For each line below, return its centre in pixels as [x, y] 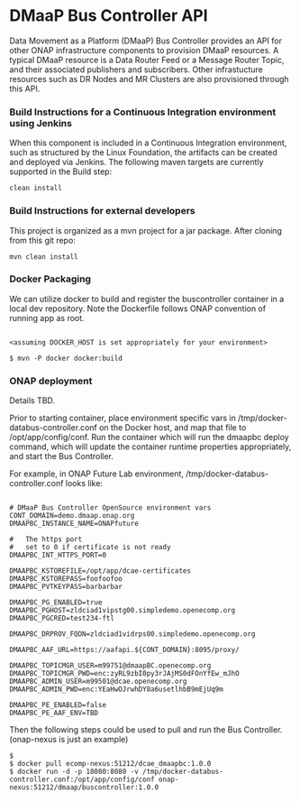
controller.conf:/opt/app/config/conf [82, 780]
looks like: [84, 483]
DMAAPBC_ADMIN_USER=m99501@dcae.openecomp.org [98, 682]
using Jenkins [41, 123]
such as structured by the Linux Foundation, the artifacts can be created [143, 152]
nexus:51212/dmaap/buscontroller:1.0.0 [84, 787]
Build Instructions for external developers [102, 211]
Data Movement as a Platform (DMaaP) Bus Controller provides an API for [145, 41]
